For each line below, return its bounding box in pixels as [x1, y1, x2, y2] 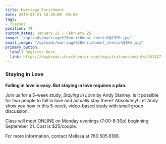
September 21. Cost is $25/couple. [5, 123, 77, 129]
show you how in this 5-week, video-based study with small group [5, 103, 144, 109]
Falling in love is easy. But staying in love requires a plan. [5, 82, 127, 88]
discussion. [5, 108, 29, 114]
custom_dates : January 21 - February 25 [5, 31, 92, 36]
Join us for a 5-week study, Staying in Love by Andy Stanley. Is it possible [5, 92, 159, 98]
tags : [5, 17, 17, 22]
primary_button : [5, 45, 39, 50]
